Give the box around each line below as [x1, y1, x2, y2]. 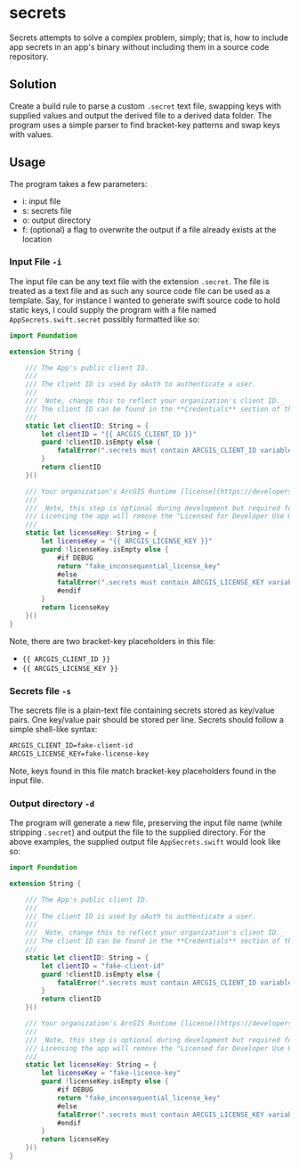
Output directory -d [9, 797, 95, 809]
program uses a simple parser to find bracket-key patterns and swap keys [9, 119, 280, 130]
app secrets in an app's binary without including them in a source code [9, 41, 270, 52]
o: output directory [21, 215, 92, 225]
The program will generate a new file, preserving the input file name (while [9, 818, 283, 829]
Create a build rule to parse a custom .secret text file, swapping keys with [9, 101, 282, 111]
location [21, 233, 53, 244]
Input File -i [9, 256, 62, 268]
